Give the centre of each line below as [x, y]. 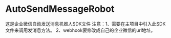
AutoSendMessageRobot [60, 9]
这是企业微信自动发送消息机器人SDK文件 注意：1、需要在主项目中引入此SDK [85, 24]
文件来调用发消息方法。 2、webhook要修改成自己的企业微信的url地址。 [80, 30]
